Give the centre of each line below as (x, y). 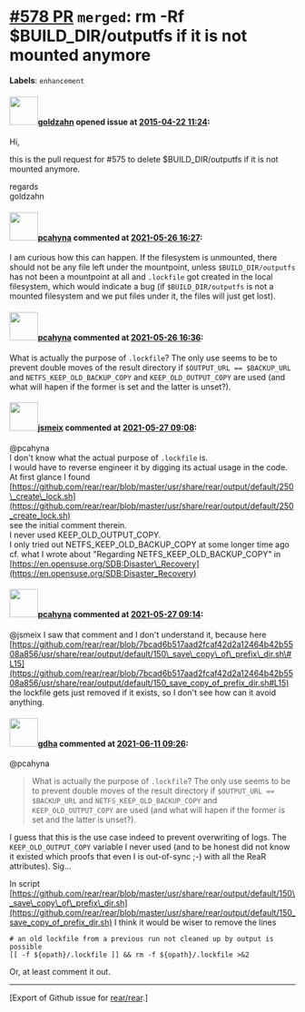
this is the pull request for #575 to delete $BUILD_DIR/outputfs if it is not (144, 160)
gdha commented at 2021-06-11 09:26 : (113, 743)
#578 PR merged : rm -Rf (97, 17)
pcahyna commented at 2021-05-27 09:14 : (121, 614)
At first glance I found (50, 477)
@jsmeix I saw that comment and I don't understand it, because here (138, 634)
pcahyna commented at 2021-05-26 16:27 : (120, 237)
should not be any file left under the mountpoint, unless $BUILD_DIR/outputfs (152, 267)
